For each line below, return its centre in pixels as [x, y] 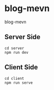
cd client [14, 78]
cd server [14, 48]
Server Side [22, 37]
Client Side [21, 67]
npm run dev [16, 52]
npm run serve [19, 83]
